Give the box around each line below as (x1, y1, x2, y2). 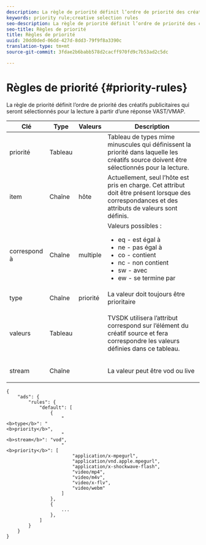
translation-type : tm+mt (6, 44, 70, 50)
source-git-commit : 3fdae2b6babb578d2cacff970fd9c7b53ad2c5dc (6, 49, 169, 55)
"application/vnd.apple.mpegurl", (72, 458, 161, 464)
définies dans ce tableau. (107, 344, 180, 353)
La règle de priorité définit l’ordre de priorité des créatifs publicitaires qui (6, 101, 190, 108)
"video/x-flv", (72, 479, 112, 485)
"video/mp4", (72, 469, 105, 475)
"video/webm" (72, 485, 105, 491)
